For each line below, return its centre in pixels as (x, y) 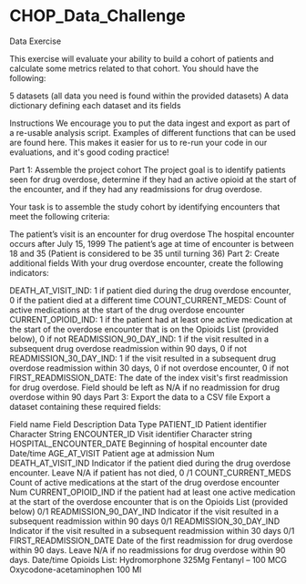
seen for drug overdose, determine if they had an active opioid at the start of (153, 179)
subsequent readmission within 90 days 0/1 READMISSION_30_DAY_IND (145, 521)
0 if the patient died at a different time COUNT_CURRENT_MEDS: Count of (148, 300)
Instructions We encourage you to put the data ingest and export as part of (150, 123)
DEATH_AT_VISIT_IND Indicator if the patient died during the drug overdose (150, 463)
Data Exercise (36, 41)
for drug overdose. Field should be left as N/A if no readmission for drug (145, 387)
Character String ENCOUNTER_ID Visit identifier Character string (131, 434)
